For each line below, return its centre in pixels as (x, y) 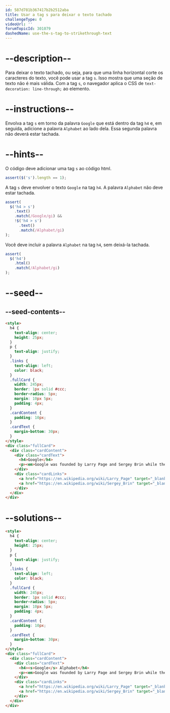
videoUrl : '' (19, 24)
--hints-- (25, 154)
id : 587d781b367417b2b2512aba (37, 10)
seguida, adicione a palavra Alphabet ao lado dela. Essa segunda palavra (81, 128)
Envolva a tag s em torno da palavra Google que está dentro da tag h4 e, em (83, 123)
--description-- (38, 58)
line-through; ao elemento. (61, 89)
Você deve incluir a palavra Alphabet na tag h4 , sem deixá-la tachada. (78, 245)
